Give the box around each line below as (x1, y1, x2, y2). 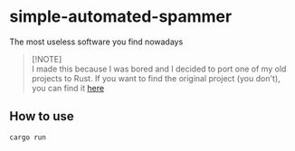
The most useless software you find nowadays (9, 36, 184, 47)
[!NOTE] (31, 53, 62, 64)
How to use (9, 109, 74, 124)
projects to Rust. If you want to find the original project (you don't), (31, 72, 281, 83)
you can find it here (31, 82, 105, 93)
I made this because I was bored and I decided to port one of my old (31, 63, 287, 74)
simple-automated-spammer (9, 6, 233, 27)
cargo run (9, 133, 47, 142)
